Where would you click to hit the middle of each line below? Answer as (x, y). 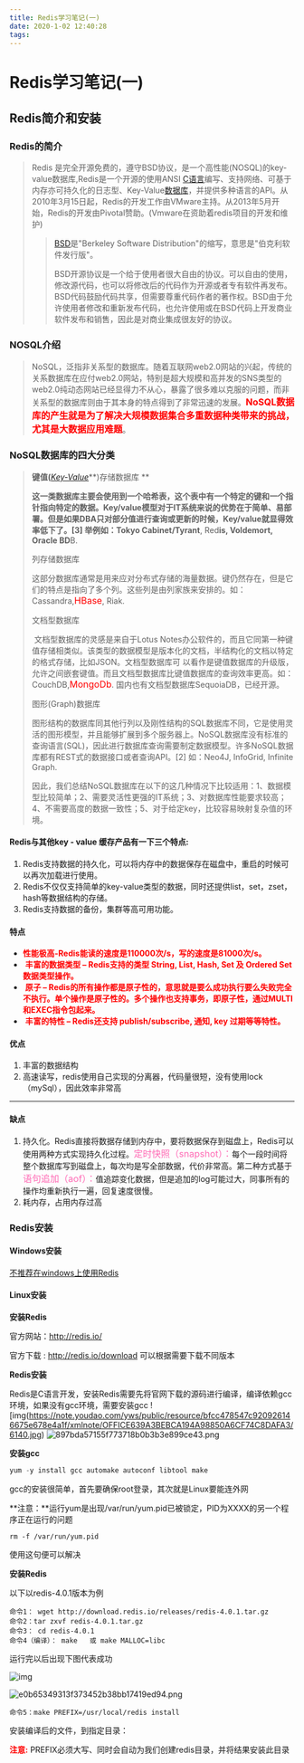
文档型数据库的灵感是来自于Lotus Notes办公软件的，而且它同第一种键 (164, 639)
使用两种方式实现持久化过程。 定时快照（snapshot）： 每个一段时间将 (155, 1153)
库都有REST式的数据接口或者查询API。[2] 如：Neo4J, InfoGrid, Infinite (162, 757)
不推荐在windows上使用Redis (64, 1272)
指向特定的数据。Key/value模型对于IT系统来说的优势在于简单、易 (161, 507)
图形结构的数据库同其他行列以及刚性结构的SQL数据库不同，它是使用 (158, 723)
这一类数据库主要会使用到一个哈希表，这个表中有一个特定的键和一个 (158, 496)
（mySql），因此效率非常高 (72, 1088)
